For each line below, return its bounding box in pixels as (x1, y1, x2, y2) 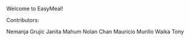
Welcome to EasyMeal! (6, 5, 64, 12)
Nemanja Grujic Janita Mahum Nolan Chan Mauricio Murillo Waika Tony (6, 28, 185, 35)
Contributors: (6, 17, 39, 23)
